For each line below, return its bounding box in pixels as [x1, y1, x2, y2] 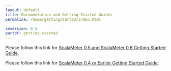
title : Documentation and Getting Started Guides [5, 12, 113, 17]
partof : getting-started [5, 31, 58, 36]
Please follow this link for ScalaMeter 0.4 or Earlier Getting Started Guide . [5, 60, 159, 66]
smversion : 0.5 [5, 26, 38, 31]
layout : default [5, 7, 40, 13]
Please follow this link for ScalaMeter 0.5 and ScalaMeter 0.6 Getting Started [5, 45, 166, 51]
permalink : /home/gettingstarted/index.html [5, 17, 101, 22]
